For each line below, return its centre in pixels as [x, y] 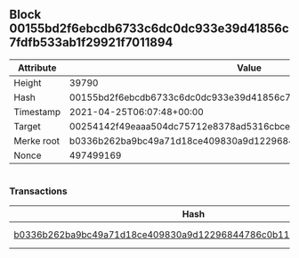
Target [28, 126]
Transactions [39, 191]
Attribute [37, 68]
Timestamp [37, 112]
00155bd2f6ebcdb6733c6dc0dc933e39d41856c [149, 29]
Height [28, 82]
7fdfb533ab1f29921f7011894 [91, 42]
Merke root [37, 140]
